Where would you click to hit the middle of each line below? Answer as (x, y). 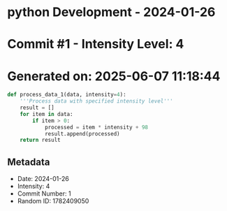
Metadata (29, 162)
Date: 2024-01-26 (43, 179)
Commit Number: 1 (44, 194)
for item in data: (46, 114)
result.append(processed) (82, 133)
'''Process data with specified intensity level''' (96, 101)
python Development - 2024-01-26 (111, 12)
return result (40, 140)
